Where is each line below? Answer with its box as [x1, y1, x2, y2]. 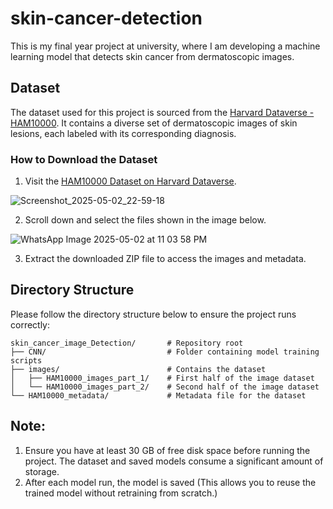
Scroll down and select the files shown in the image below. [24, 214, 267, 226]
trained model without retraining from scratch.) [24, 487, 218, 499]
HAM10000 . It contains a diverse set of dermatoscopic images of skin [10, 117, 298, 129]
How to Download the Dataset [10, 152, 158, 166]
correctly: [10, 318, 51, 331]
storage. [24, 465, 60, 477]
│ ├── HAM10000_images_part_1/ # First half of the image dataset [10, 373, 315, 383]
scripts [10, 355, 43, 366]
